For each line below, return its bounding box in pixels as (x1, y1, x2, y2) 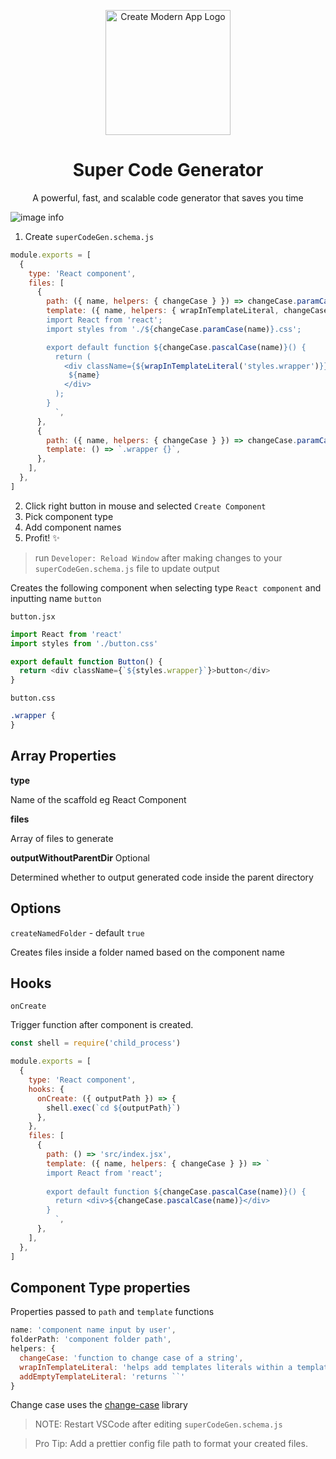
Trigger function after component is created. (10, 1019, 194, 1031)
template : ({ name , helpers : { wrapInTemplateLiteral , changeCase (46, 306, 329, 316)
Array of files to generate (10, 832, 114, 844)
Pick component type (24, 510, 114, 522)
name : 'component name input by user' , (10, 1325, 177, 1335)
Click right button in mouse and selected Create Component (24, 500, 267, 512)
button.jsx (10, 611, 56, 622)
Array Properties (10, 748, 117, 765)
